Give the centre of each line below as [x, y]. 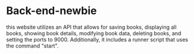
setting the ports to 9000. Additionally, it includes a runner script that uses [97, 39]
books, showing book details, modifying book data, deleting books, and [94, 33]
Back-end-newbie [51, 11]
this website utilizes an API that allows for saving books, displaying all [91, 27]
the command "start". [32, 46]
